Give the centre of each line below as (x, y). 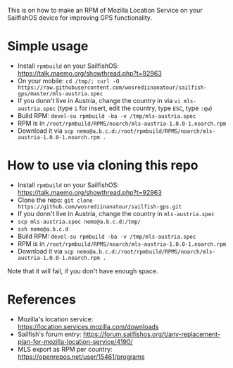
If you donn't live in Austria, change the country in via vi (99, 100)
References (42, 300)
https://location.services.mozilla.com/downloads (88, 326)
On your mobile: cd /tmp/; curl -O (68, 81)
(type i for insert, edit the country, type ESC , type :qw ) (135, 108)
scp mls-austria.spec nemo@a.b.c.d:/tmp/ (79, 222)
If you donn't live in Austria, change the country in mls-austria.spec (116, 213)
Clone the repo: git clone (55, 200)
